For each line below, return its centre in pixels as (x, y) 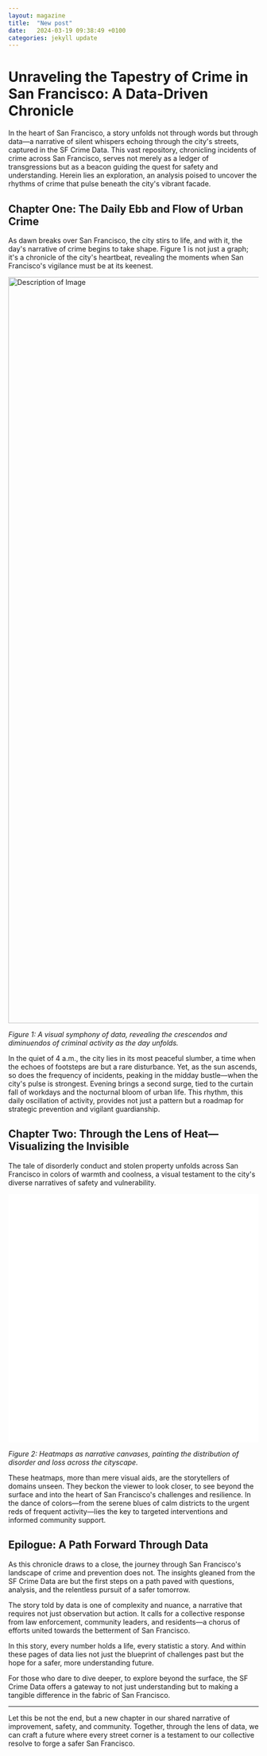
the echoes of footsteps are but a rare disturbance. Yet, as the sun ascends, (133, 1067)
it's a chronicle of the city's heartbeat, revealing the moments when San (126, 257)
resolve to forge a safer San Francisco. (72, 1743)
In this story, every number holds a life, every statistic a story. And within (127, 1645)
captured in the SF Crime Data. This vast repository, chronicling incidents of (132, 150)
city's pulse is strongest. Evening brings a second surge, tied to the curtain (131, 1084)
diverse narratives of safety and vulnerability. (82, 1182)
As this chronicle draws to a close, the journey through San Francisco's (125, 1564)
